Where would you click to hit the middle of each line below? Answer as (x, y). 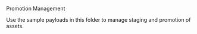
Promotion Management (36, 8)
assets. (15, 26)
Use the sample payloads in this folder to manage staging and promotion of (98, 20)
